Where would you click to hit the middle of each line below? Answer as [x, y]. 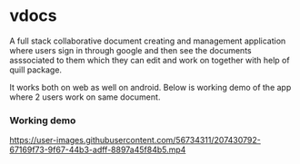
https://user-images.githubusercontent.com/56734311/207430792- [135, 140]
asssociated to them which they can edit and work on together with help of [150, 60]
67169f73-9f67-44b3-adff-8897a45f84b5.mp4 [98, 150]
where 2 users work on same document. [85, 97]
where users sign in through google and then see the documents [130, 50]
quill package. [35, 70]
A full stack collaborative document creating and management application [148, 41]
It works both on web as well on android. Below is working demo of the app [150, 87]
